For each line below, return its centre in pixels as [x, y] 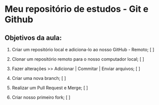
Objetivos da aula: [33, 38]
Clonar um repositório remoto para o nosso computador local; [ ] [78, 59]
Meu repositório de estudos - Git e [77, 9]
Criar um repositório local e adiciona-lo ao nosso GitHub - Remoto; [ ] [83, 50]
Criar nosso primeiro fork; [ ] [41, 97]
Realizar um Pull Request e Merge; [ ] [50, 88]
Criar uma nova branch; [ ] [39, 78]
